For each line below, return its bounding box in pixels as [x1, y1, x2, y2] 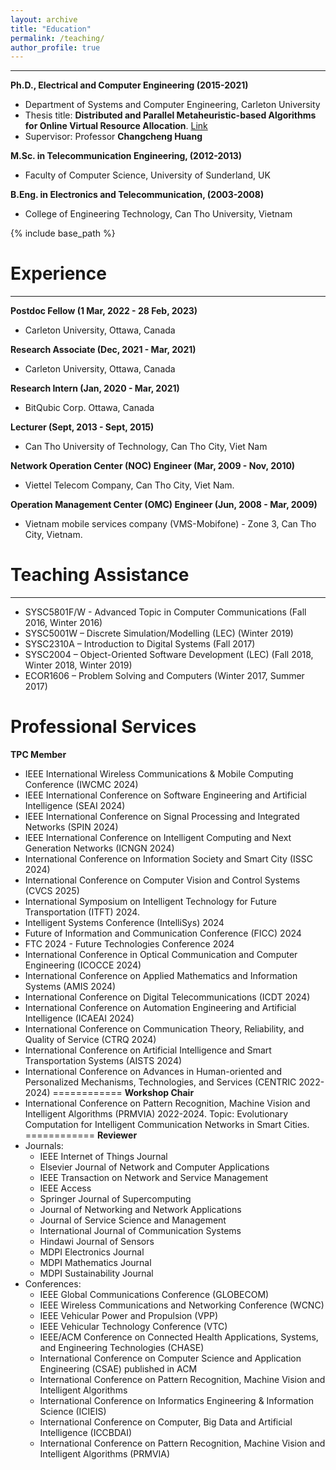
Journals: [24, 1140, 64, 1152]
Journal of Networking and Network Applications [39, 1204, 242, 1216]
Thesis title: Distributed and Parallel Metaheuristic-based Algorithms [24, 109, 317, 121]
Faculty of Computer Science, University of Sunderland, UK [24, 169, 271, 181]
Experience [10, 262, 107, 285]
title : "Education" [10, 24, 92, 34]
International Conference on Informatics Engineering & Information [39, 1395, 315, 1407]
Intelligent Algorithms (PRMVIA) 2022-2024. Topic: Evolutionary [24, 1108, 289, 1120]
